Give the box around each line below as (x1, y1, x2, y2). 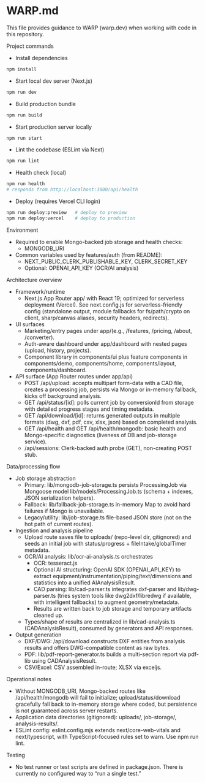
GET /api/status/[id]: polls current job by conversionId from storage (24, 399, 195, 406)
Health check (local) (15, 169, 67, 177)
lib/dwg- (177, 585, 199, 592)
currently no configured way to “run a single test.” (15, 770, 141, 777)
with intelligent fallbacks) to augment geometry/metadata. (33, 598, 179, 606)
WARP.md (6, 4, 59, 18)
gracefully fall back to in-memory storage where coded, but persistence (15, 700, 198, 708)
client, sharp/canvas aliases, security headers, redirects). (24, 314, 170, 321)
